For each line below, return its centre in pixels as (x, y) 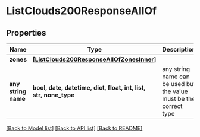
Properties (26, 33)
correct (172, 106)
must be (174, 99)
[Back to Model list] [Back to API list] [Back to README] (74, 128)
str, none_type (54, 95)
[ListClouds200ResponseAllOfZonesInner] (94, 59)
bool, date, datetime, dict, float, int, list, (89, 87)
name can (176, 77)
